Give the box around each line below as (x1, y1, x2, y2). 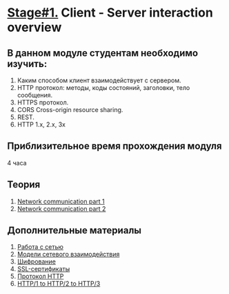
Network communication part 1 (17, 197, 105, 205)
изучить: (7, 57, 48, 70)
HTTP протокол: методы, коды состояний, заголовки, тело (17, 84, 190, 91)
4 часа (7, 158, 27, 167)
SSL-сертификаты (17, 265, 70, 273)
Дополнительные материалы (7, 225, 142, 237)
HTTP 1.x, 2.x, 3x (17, 120, 66, 129)
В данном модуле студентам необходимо (7, 47, 199, 59)
